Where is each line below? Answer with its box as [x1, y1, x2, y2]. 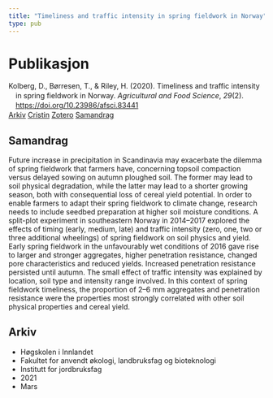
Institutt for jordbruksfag [19, 364, 102, 374]
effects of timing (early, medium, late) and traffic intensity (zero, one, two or [8, 224, 262, 234]
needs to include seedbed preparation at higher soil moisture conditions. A [8, 206, 258, 216]
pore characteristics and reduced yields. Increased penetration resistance [8, 258, 256, 268]
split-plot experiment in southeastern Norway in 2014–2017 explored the [8, 215, 250, 225]
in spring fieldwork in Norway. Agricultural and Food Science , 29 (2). [15, 91, 244, 101]
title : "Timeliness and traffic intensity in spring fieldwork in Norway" [8, 11, 267, 20]
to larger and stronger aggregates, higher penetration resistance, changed [8, 249, 258, 260]
